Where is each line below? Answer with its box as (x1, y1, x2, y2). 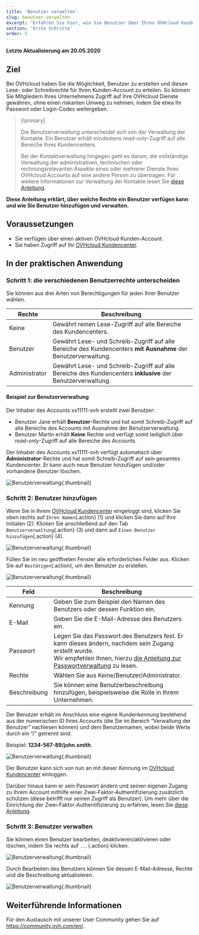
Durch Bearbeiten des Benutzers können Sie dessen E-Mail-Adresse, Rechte (6, 865, 193, 873)
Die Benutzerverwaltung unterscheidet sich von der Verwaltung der (20, 128, 185, 136)
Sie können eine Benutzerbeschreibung (53, 681, 164, 689)
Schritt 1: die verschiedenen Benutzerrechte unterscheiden (6, 276, 181, 285)
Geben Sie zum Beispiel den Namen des (53, 597, 165, 606)
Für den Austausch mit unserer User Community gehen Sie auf (6, 916, 159, 923)
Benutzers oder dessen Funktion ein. (53, 605, 156, 613)
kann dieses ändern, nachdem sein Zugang (53, 639, 174, 647)
